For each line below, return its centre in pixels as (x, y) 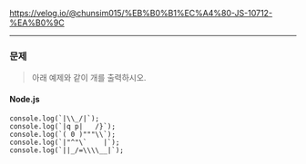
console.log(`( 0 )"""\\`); (63, 134)
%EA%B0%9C (37, 23)
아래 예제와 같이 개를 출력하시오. (89, 78)
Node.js (25, 99)
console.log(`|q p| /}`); (63, 126)
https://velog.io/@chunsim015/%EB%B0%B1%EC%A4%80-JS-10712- (141, 13)
